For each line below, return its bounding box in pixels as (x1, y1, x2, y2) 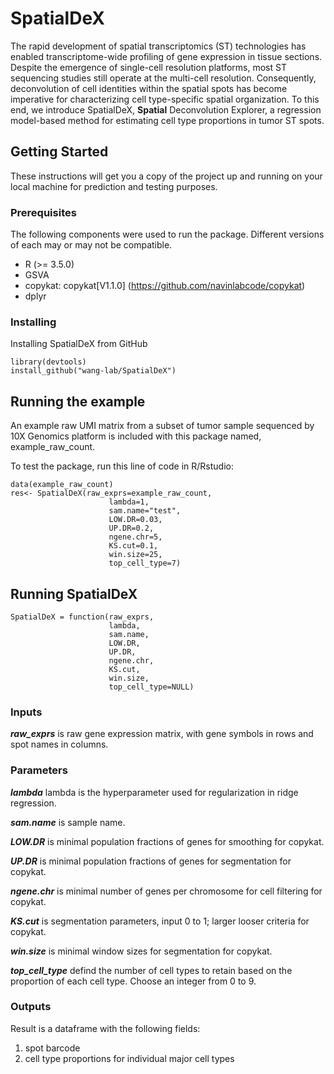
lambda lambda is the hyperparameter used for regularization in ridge (10, 786, 299, 798)
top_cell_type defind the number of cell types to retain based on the (10, 964, 293, 976)
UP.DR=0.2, (108, 523, 155, 534)
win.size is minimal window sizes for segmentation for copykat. (10, 945, 273, 957)
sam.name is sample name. (10, 816, 126, 828)
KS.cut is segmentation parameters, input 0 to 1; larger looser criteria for (10, 915, 310, 927)
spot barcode (24, 1042, 81, 1054)
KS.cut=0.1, (108, 541, 159, 551)
